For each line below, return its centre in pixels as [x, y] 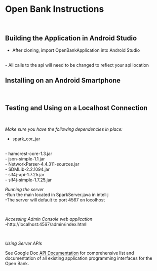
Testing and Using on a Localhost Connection [77, 108]
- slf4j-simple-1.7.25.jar [28, 180]
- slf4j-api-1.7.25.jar [25, 175]
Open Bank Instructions [55, 9]
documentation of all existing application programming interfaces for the [79, 258]
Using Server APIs [24, 243]
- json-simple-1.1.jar [25, 159]
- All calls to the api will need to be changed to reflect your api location [77, 65]
